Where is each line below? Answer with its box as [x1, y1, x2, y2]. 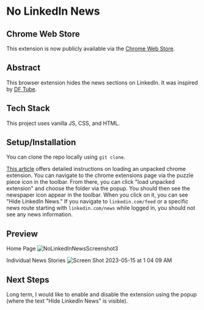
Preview [6, 229, 38, 239]
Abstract [6, 62, 41, 73]
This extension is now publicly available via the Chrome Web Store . [6, 45, 175, 52]
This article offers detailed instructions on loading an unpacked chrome [6, 165, 186, 173]
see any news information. [6, 211, 73, 218]
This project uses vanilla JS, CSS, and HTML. [6, 119, 120, 127]
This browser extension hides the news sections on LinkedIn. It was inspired [6, 78, 199, 86]
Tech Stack [6, 103, 50, 114]
